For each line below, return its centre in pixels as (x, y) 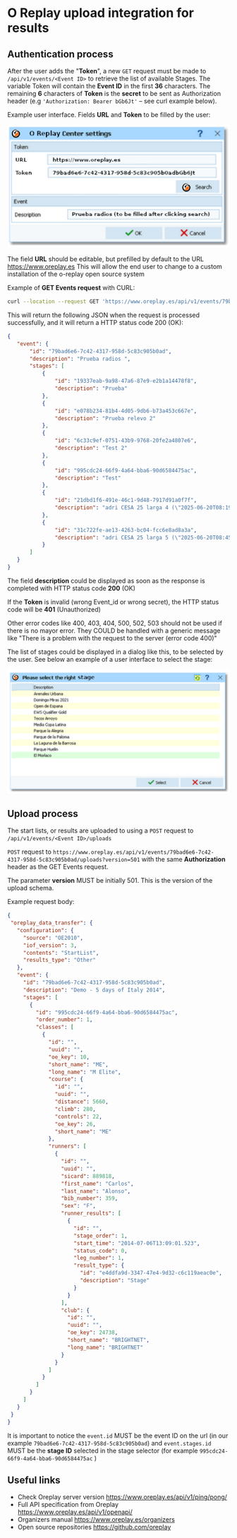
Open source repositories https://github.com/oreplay (94, 1527)
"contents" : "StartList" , (61, 953)
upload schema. (31, 888)
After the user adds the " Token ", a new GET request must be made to (107, 71)
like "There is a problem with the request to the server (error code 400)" (112, 638)
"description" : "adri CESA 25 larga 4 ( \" (118, 508)
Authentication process (61, 54)
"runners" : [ (67, 1146)
